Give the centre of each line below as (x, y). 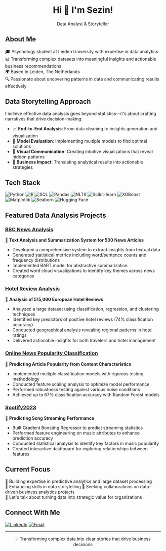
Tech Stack (23, 182)
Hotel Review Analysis (33, 288)
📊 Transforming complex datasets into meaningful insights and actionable (81, 59)
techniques (24, 314)
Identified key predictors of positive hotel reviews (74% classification (83, 319)
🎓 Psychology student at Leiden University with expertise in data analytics (82, 51)
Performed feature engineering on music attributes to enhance (76, 433)
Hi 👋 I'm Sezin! (83, 10)
